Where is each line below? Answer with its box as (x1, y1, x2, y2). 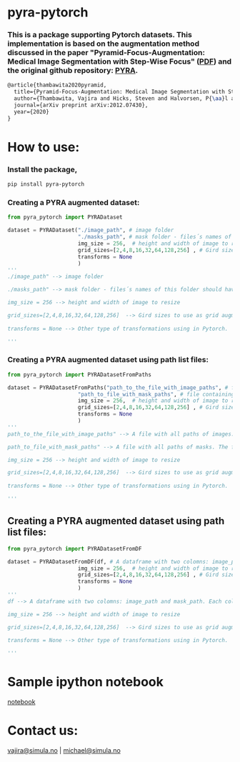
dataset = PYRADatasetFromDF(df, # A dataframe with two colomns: (7, 558, 209, 565)
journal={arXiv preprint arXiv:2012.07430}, (14, 101, 149, 109)
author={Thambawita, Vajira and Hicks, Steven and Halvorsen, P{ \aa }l (14, 95, 229, 102)
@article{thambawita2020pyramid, (7, 81, 107, 89)
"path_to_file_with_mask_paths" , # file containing (77, 391, 235, 398)
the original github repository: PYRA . (7, 66, 139, 76)
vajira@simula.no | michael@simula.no (7, 746, 121, 754)
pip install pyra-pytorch (7, 181, 84, 188)
